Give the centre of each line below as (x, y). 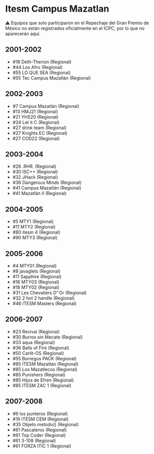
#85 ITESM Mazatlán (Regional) (45, 364)
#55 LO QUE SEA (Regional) (41, 72)
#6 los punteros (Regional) (40, 413)
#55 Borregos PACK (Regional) (44, 358)
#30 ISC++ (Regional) (35, 172)
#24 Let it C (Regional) (36, 122)
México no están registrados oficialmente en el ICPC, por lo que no (75, 28)
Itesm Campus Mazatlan (57, 9)
